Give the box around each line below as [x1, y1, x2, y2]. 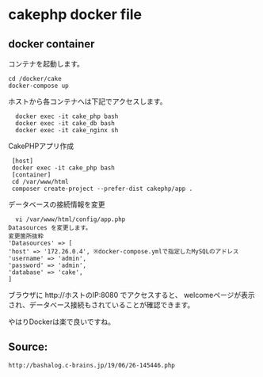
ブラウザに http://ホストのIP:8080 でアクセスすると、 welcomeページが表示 [8, 291, 255, 299]
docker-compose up [8, 82, 69, 89]
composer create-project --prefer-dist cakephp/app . [11, 185, 193, 192]
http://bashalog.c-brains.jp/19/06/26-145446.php [8, 361, 176, 369]
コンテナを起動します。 [8, 59, 85, 68]
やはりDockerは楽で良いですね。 [8, 317, 115, 326]
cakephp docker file [8, 6, 143, 24]
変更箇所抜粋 [8, 232, 44, 240]
